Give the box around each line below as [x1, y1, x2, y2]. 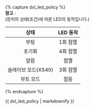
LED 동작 [58, 29, 78, 36]
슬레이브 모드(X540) [7, 67, 53, 73]
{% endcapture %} [5, 89, 44, 94]
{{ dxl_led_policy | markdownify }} [5, 98, 74, 104]
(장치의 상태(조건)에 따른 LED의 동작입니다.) [5, 16, 90, 22]
